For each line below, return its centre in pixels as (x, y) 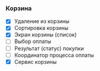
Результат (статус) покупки (49, 48)
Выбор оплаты (32, 41)
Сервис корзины (35, 61)
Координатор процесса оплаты (54, 55)
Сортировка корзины (41, 28)
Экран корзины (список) (45, 35)
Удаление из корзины (42, 21)
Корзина (19, 8)
